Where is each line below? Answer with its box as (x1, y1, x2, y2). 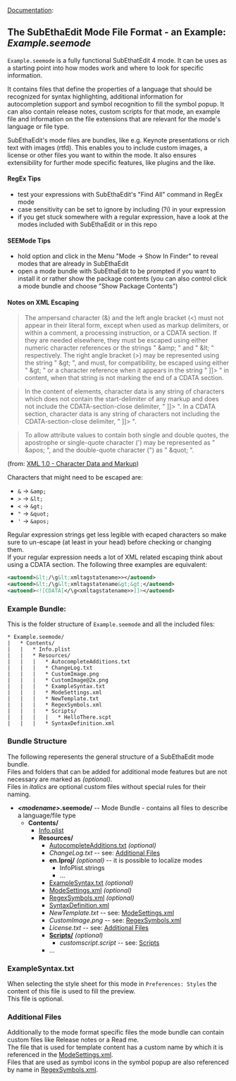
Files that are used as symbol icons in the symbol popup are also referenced (7, 1058, 229, 1067)
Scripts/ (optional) (49, 931, 104, 939)
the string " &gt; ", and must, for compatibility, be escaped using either (24, 359, 230, 367)
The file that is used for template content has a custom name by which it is (7, 1043, 224, 1051)
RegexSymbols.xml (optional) (49, 893, 135, 902)
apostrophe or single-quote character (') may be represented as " (24, 439, 216, 447)
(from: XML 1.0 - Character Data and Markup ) (7, 460, 139, 468)
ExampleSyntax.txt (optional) (49, 878, 134, 887)
